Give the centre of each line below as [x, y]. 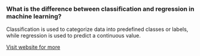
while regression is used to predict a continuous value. [73, 36]
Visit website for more [33, 47]
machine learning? [34, 16]
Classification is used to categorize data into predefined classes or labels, [97, 29]
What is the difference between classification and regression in [100, 9]
